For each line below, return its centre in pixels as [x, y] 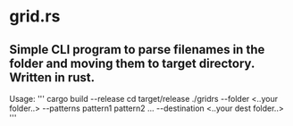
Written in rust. [52, 77]
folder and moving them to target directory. [132, 63]
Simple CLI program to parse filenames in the [137, 50]
